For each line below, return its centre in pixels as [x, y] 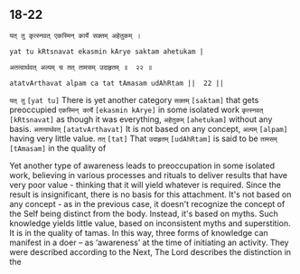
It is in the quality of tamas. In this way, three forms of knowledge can [139, 232]
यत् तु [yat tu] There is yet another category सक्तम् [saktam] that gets [134, 99]
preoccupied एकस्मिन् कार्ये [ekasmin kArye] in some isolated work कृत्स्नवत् [136, 109]
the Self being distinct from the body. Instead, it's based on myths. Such [144, 213]
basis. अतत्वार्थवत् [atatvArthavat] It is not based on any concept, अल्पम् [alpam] [149, 128]
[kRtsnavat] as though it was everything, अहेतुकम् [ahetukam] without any [141, 119]
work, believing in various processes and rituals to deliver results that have [148, 175]
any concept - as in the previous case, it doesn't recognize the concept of [147, 203]
